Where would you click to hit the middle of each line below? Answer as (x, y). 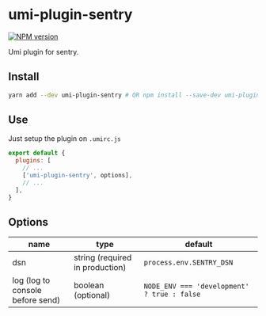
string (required (103, 257)
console (27, 291)
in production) (100, 268)
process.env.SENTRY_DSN (188, 263)
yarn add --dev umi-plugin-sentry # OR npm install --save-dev (115, 95)
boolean (89, 285)
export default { (37, 153)
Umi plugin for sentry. (44, 51)
